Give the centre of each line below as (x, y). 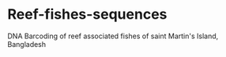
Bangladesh (27, 44)
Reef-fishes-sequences (87, 14)
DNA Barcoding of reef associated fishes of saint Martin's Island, (113, 36)
